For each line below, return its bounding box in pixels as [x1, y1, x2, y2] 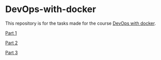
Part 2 [5, 39, 18, 46]
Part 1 [5, 30, 17, 36]
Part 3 [5, 49, 18, 55]
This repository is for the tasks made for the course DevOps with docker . [5, 20, 156, 26]
